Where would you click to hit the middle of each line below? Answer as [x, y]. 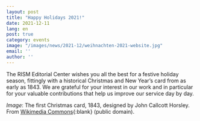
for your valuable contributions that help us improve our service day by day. [100, 93]
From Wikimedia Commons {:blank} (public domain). [70, 111]
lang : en [17, 29]
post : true [20, 34]
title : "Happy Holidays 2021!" [45, 18]
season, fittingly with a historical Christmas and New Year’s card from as [96, 80]
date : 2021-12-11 [28, 23]
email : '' [19, 51]
